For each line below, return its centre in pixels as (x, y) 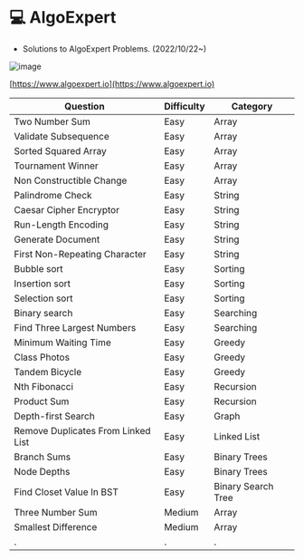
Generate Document (57, 239)
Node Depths (42, 471)
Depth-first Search (54, 416)
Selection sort (43, 298)
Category (252, 106)
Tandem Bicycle (48, 372)
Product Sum (42, 401)
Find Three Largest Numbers (75, 327)
